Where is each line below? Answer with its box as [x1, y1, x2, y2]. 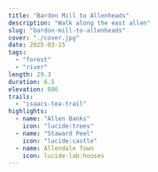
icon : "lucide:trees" [22, 122, 94, 130]
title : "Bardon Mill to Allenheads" [8, 11, 129, 20]
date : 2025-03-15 [8, 41, 66, 49]
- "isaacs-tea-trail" [15, 100, 87, 108]
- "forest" [15, 56, 52, 64]
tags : [8, 48, 26, 56]
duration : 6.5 [8, 78, 56, 86]
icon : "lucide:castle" [22, 136, 98, 145]
